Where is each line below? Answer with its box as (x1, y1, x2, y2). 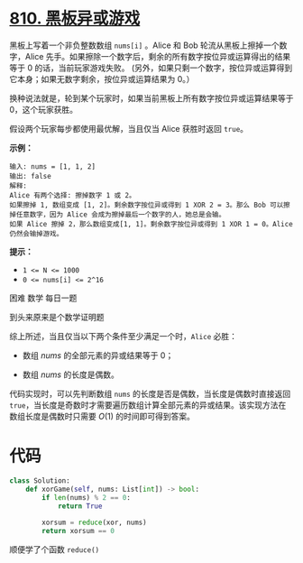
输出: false (9, 171, 51, 180)
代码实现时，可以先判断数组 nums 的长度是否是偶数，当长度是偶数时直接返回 (9, 388, 291, 399)
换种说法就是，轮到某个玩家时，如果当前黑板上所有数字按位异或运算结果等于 (9, 92, 294, 104)
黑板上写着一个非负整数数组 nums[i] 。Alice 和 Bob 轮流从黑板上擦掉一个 (9, 40, 280, 51)
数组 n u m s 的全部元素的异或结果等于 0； (22, 349, 174, 361)
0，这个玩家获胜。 (9, 104, 78, 115)
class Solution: (9, 475, 70, 485)
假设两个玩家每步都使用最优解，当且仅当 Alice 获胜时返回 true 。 (9, 123, 249, 134)
